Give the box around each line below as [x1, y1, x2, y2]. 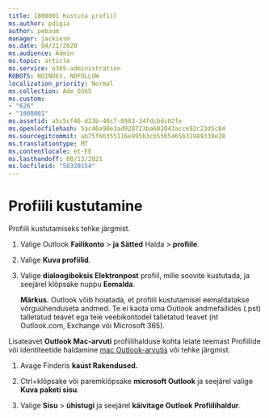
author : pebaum [8, 27, 60, 35]
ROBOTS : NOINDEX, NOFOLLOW [8, 72, 99, 80]
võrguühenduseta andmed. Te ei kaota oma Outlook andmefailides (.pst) [19, 304, 261, 314]
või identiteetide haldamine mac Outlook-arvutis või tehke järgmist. [8, 345, 231, 355]
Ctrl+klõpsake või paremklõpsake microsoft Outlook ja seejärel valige [19, 377, 253, 386]
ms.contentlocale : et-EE [8, 147, 92, 155]
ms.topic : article [8, 57, 70, 65]
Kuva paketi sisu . [19, 385, 79, 395]
